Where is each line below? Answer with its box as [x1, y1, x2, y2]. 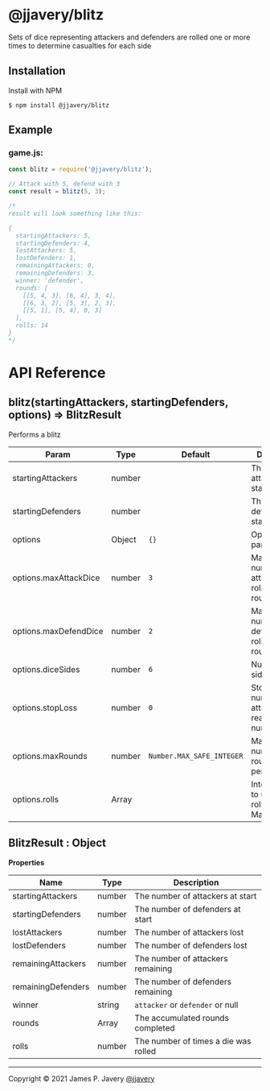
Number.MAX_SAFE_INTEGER [148, 751, 243, 761]
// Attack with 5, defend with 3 [8, 180, 121, 189]
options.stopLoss [12, 702, 78, 713]
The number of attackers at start [134, 890, 257, 902]
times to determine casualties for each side [8, 40, 152, 50]
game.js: [8, 147, 44, 159]
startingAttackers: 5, [15, 231, 92, 239]
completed [134, 1022, 175, 1033]
